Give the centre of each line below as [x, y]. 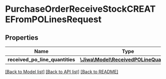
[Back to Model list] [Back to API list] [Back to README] [62, 72]
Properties [22, 38]
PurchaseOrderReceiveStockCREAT [81, 9]
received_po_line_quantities [41, 60]
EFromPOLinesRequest [53, 19]
